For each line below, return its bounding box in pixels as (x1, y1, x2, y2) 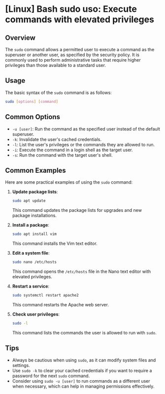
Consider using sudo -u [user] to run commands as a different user (12, 378, 150, 384)
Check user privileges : (12, 311, 60, 317)
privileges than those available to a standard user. (5, 63, 106, 68)
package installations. (12, 213, 57, 219)
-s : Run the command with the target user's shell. (12, 152, 113, 158)
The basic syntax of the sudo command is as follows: (5, 90, 112, 96)
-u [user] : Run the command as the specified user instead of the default (12, 126, 160, 131)
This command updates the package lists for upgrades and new (12, 207, 142, 213)
